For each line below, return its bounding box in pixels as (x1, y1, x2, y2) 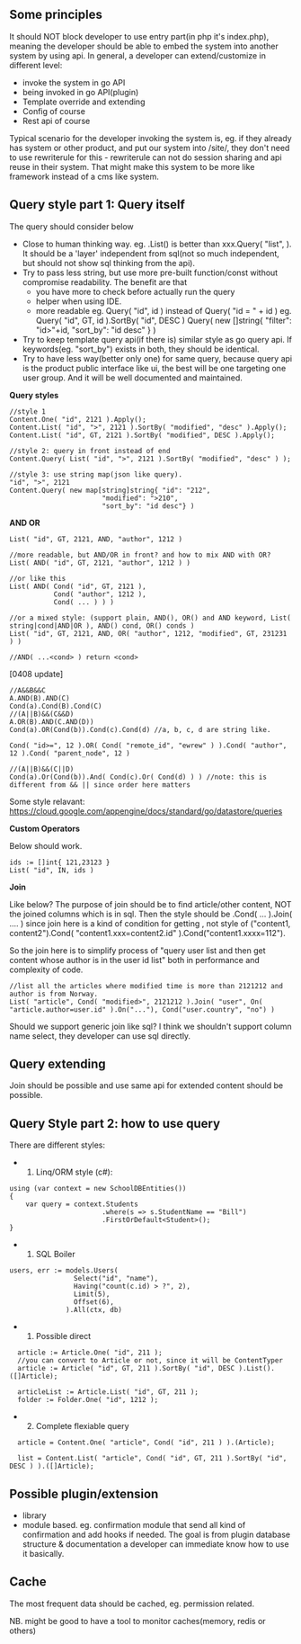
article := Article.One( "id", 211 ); (17, 1348, 164, 1357)
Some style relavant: (9, 796, 85, 807)
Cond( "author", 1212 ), (53, 589, 146, 599)
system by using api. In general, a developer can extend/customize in (9, 49, 267, 61)
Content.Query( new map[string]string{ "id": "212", (9, 486, 211, 495)
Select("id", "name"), (73, 1274, 159, 1283)
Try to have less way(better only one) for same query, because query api (22, 353, 293, 363)
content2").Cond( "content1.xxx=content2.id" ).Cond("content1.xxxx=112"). (9, 927, 286, 938)
